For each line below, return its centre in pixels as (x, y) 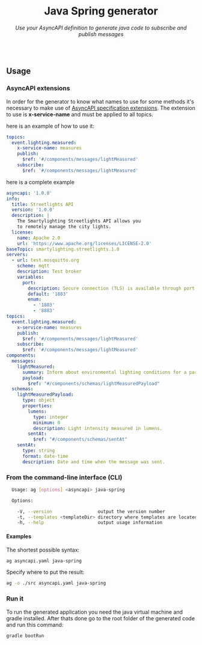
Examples (19, 536)
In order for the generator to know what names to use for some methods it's (100, 101)
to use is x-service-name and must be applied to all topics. (80, 114)
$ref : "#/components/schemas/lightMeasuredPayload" (94, 384)
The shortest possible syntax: (43, 550)
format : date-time (45, 456)
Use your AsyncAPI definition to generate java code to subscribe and (101, 28)
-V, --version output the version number (91, 511)
